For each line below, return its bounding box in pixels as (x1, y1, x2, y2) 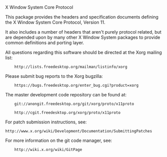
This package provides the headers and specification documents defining (5, 14, 159, 20)
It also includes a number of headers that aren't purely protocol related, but (5, 29, 161, 35)
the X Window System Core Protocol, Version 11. (5, 20, 105, 25)
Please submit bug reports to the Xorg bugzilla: (5, 73, 103, 79)
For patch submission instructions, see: (5, 119, 87, 125)
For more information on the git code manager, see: (5, 137, 113, 143)
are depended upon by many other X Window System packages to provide (5, 35, 160, 40)
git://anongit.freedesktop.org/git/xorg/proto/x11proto (14, 101, 135, 106)
